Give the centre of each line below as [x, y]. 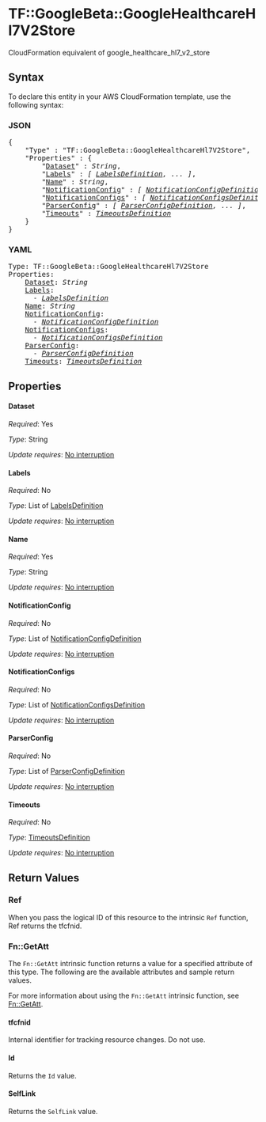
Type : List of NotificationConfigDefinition [75, 639]
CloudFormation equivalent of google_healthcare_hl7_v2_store [109, 52]
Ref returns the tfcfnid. [45, 926]
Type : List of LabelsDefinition [56, 506]
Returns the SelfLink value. [53, 1111]
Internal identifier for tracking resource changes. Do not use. [107, 1040]
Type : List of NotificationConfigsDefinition [77, 704]
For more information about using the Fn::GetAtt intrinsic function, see [124, 996]
